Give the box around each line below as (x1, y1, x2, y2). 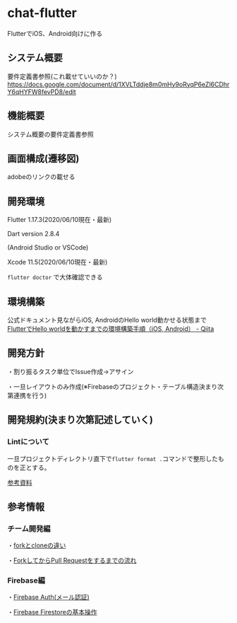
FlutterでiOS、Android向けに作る (7, 29, 103, 37)
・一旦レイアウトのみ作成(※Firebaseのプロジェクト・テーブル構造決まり (7, 382, 218, 390)
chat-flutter (7, 5, 78, 21)
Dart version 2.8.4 (7, 230, 60, 238)
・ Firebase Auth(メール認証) (7, 593, 90, 602)
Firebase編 (7, 576, 46, 586)
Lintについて (7, 437, 49, 447)
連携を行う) (13, 391, 47, 400)
